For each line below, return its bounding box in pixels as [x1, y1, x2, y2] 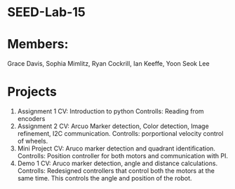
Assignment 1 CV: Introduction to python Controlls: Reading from [17, 107, 205, 115]
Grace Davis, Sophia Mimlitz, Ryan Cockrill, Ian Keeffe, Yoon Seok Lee [7, 59, 210, 68]
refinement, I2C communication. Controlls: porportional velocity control [17, 129, 224, 138]
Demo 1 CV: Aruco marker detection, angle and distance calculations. [17, 159, 218, 168]
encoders [17, 115, 46, 123]
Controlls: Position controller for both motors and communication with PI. [17, 152, 228, 160]
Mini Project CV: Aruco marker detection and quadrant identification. [17, 144, 216, 153]
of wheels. [17, 137, 48, 146]
